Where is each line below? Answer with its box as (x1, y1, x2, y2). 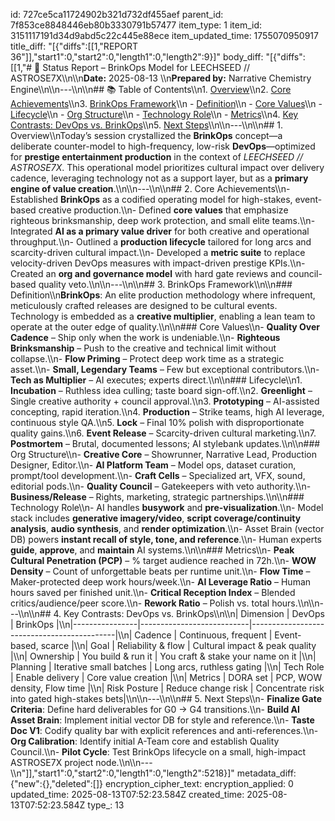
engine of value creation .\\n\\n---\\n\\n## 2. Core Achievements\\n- (10, 183, 291, 194)
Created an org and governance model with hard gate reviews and (10, 268, 287, 279)
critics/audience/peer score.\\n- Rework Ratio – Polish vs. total (10, 597, 270, 609)
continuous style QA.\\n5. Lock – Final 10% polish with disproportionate (10, 417, 305, 428)
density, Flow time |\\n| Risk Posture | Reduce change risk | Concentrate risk (10, 682, 325, 694)
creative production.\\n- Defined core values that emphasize (38, 204, 289, 216)
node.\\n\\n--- (95, 757, 153, 768)
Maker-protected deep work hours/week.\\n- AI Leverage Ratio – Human (10, 576, 312, 588)
